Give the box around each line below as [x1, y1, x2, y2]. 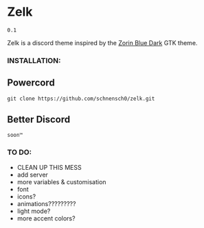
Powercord [7, 77, 55, 89]
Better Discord [7, 114, 71, 125]
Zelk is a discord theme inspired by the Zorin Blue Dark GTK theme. [7, 38, 198, 47]
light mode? [16, 207, 51, 215]
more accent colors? [16, 214, 76, 223]
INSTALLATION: [7, 55, 61, 65]
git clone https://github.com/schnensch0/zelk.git [7, 95, 155, 102]
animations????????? [16, 199, 76, 207]
